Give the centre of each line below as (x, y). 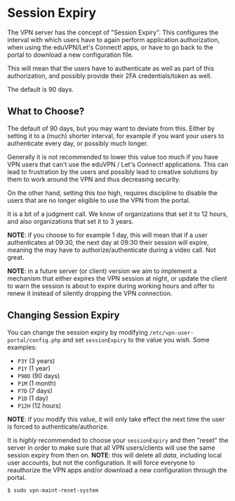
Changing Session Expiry (63, 315)
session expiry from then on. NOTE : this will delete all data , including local (115, 455)
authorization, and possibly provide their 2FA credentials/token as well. (110, 76)
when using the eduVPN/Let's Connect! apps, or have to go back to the (110, 47)
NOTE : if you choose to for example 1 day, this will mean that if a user (108, 235)
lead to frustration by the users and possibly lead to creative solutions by (113, 172)
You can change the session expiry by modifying (78, 332)
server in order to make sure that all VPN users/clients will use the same (111, 448)
